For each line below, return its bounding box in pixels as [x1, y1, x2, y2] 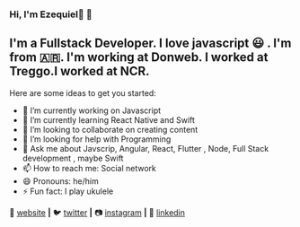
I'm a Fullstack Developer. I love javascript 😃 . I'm [9, 36, 292, 51]
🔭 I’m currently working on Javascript [22, 105, 162, 116]
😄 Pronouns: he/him [22, 175, 99, 187]
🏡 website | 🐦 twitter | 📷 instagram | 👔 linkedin [9, 206, 186, 218]
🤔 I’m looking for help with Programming [22, 134, 172, 144]
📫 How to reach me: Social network [22, 162, 157, 173]
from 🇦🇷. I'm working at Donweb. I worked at [9, 49, 269, 65]
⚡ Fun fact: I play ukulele [22, 186, 114, 196]
